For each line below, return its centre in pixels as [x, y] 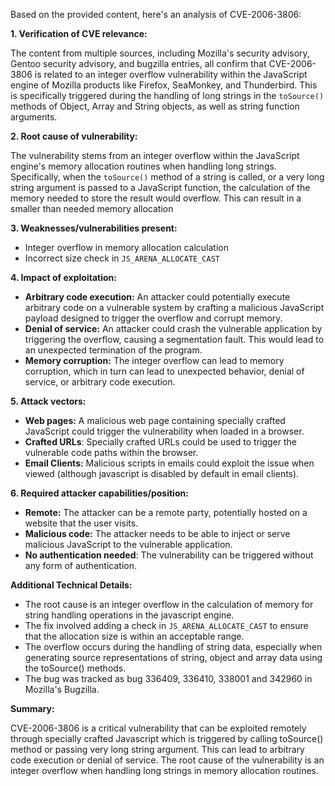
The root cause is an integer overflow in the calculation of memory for [169, 604]
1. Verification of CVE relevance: [79, 33]
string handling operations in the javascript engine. [129, 615]
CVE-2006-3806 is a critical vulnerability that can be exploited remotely [158, 728]
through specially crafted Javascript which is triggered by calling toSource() [167, 738]
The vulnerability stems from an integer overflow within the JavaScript [155, 155]
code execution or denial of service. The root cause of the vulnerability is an [167, 760]
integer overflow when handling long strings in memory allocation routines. [165, 770]
